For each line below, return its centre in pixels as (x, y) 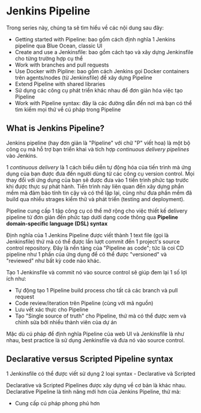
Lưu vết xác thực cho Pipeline (52, 309)
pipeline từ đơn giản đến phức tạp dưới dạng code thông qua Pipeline (92, 217)
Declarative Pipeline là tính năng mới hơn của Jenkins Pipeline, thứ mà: (94, 391)
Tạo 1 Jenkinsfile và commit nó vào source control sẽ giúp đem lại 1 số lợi (97, 272)
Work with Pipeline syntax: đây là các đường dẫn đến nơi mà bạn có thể (103, 103)
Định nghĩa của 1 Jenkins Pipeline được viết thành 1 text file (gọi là (88, 235)
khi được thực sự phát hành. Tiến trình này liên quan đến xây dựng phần (95, 186)
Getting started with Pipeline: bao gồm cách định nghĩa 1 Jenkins (95, 39)
